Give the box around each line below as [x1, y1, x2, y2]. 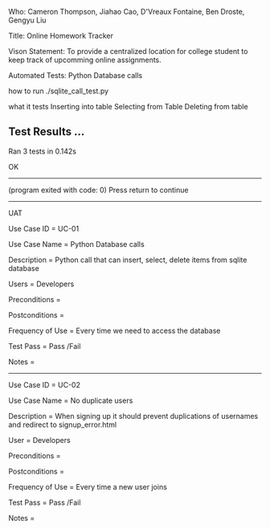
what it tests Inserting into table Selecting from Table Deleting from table [8, 102, 248, 111]
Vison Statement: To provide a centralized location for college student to [8, 47, 248, 55]
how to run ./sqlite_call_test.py [8, 86, 109, 96]
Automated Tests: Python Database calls [8, 71, 143, 80]
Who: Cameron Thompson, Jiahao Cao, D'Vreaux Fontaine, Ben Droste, [8, 7, 245, 16]
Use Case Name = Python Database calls [8, 239, 145, 248]
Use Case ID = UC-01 [8, 223, 80, 233]
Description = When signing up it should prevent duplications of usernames [8, 411, 259, 420]
